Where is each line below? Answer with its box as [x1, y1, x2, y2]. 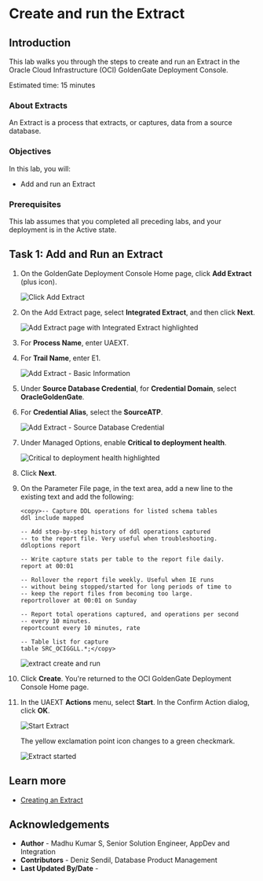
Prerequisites [9, 198, 61, 209]
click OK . [20, 706, 50, 715]
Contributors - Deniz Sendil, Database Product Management [20, 855, 218, 865]
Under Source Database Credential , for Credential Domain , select [20, 383, 237, 393]
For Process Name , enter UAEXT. [20, 337, 129, 347]
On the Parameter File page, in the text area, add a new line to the [20, 483, 233, 492]
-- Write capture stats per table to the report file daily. [20, 555, 225, 563]
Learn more [9, 774, 67, 787]
